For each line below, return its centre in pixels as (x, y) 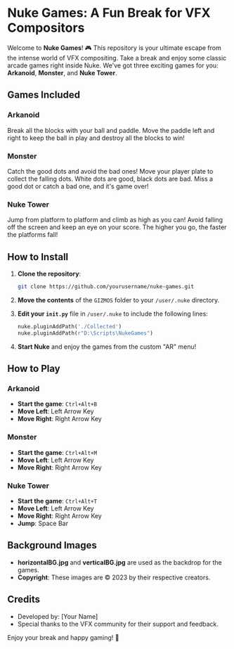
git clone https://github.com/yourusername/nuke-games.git (106, 287)
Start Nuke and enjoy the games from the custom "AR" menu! (107, 347)
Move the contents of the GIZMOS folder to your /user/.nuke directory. (118, 300)
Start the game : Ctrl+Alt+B (57, 404)
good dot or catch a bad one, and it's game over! (78, 186)
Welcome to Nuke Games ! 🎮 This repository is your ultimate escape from (114, 48)
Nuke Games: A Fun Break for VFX (109, 13)
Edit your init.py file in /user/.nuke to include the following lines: (113, 314)
